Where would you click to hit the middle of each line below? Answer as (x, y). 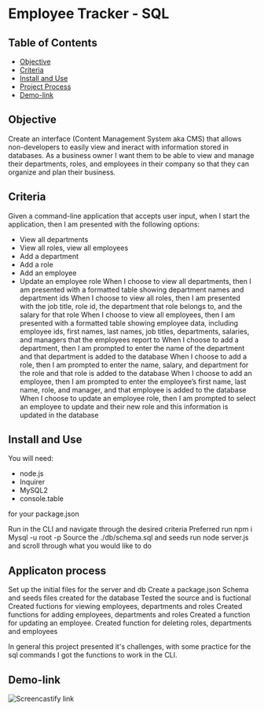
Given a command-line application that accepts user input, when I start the (129, 216)
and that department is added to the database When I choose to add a (133, 356)
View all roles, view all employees (74, 248)
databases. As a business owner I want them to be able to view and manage (131, 155)
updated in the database (59, 414)
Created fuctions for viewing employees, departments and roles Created (125, 606)
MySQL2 (34, 490)
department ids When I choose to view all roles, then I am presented (130, 298)
